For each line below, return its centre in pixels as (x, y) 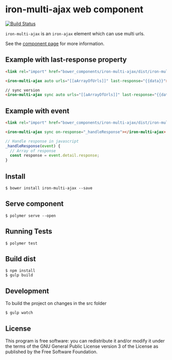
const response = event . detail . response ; (55, 156)
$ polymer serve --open (31, 216)
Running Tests (29, 231)
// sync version (23, 90)
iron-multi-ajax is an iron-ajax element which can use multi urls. (75, 33)
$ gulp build (19, 275)
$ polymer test (21, 243)
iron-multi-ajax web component (74, 10)
